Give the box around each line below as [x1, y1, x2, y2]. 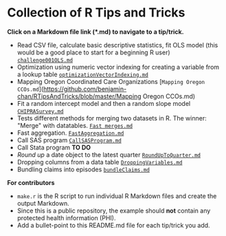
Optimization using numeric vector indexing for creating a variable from [16, 63, 220, 71]
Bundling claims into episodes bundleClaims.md [16, 165, 150, 173]
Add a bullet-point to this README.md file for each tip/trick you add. [16, 221, 211, 229]
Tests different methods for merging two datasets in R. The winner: [16, 114, 207, 122]
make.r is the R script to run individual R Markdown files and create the [16, 191, 217, 200]
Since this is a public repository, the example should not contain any [16, 206, 211, 215]
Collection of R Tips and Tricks [7, 5, 185, 21]
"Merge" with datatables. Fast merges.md [16, 121, 133, 129]
